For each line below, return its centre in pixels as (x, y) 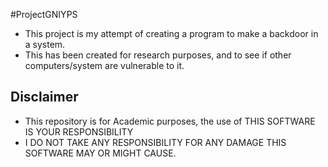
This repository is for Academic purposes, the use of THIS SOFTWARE (170, 121)
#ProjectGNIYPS (44, 14)
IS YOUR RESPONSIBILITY (79, 131)
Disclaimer (44, 97)
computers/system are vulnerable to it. (104, 65)
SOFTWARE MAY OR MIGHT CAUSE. (100, 153)
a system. (45, 44)
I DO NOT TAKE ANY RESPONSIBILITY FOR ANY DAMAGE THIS (155, 142)
